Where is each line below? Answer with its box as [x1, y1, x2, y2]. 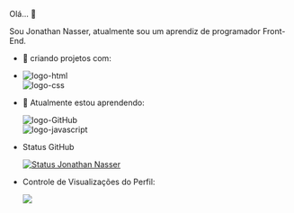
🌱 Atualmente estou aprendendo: [22, 97, 146, 108]
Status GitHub [22, 142, 75, 152]
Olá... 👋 [9, 9, 37, 19]
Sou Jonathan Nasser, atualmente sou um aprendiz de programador [9, 26, 261, 36]
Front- [262, 26, 286, 36]
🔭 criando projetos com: [22, 53, 112, 63]
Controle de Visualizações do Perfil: [22, 176, 156, 187]
